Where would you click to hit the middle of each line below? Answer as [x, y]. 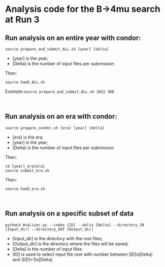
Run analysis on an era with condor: [61, 116]
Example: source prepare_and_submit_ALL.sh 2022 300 [60, 91]
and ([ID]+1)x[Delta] [32, 259]
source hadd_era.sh [25, 189]
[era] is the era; [28, 137]
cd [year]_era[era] [25, 166]
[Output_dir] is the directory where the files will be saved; [70, 244]
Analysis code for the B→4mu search [83, 9]
